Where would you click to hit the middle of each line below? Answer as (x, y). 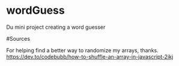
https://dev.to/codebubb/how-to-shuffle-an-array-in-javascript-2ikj (90, 56)
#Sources (18, 38)
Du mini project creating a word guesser (56, 27)
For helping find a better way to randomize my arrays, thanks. (82, 50)
